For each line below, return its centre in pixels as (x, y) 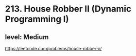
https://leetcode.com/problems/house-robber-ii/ (53, 49)
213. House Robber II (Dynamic (68, 9)
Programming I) (37, 19)
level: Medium (27, 37)
